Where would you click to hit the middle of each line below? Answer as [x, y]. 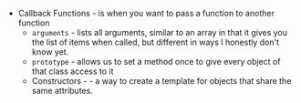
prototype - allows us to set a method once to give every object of [156, 62]
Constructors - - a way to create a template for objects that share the [161, 81]
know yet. [50, 52]
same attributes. [62, 91]
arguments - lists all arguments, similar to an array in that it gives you [160, 32]
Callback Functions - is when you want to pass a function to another [146, 13]
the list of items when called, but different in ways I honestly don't [156, 42]
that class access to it [73, 71]
